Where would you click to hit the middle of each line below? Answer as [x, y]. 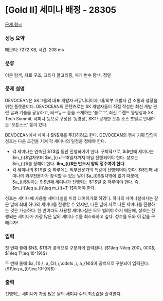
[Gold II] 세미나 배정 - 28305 [61, 10]
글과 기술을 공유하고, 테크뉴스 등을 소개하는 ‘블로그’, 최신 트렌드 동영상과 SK [82, 112]
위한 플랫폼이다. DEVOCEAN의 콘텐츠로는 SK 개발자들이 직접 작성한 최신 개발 [79, 106]
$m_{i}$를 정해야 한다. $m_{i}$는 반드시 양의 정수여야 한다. [69, 163]
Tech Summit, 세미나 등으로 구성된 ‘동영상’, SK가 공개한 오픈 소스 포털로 [74, 118]
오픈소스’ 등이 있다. [29, 124]
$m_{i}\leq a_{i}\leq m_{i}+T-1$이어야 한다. [54, 188]
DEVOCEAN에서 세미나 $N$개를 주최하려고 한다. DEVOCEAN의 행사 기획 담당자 [81, 135]
